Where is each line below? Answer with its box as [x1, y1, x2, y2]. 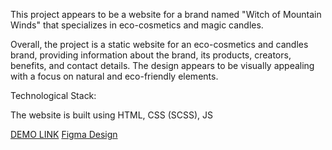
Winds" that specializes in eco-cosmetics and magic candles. [10, 19, 264, 31]
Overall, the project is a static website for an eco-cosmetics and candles [10, 39, 309, 50]
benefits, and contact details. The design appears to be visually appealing [10, 60, 315, 71]
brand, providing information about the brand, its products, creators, [10, 49, 292, 61]
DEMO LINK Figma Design [10, 129, 118, 140]
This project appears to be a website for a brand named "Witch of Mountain [10, 9, 322, 20]
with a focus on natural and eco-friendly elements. [10, 70, 219, 82]
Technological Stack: [10, 90, 97, 101]
